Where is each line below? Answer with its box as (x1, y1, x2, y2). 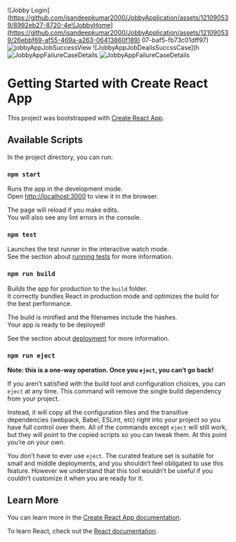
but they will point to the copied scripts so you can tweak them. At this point (7, 430, 227, 439)
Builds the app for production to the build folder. (7, 284, 148, 293)
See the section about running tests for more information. (7, 253, 173, 261)
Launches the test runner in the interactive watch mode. (7, 245, 170, 253)
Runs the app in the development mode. (7, 184, 123, 193)
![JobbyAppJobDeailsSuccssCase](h (93, 44, 199, 51)
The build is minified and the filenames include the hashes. (7, 313, 178, 321)
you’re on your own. (7, 438, 65, 446)
